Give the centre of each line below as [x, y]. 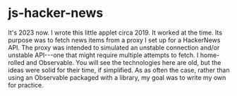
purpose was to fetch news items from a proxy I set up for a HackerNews [114, 40]
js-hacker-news [56, 13]
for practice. [26, 85]
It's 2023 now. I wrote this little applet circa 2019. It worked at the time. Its [115, 32]
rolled [16, 62]
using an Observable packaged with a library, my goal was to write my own [117, 77]
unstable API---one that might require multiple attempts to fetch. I [103, 55]
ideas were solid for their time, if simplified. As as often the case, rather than [119, 70]
